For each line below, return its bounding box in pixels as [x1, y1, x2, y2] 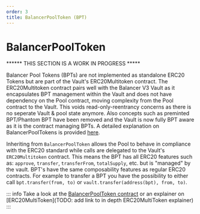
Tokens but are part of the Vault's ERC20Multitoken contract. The [6, 78, 168, 85]
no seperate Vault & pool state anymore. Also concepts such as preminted [6, 110, 190, 117]
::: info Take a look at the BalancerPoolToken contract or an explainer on [6, 190, 184, 198]
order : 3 [6, 8, 28, 15]
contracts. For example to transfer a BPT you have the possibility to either [6, 172, 189, 180]
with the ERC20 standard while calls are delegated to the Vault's [6, 147, 165, 154]
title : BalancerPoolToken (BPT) [6, 14, 87, 20]
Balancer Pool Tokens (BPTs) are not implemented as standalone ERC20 [6, 71, 185, 79]
